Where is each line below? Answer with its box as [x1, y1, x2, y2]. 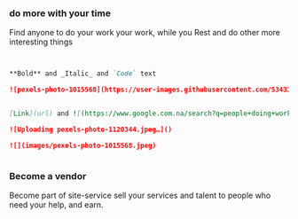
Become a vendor [9, 169, 87, 182]
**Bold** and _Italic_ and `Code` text [9, 69, 157, 78]
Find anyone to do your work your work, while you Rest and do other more [9, 27, 281, 38]
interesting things [9, 36, 74, 47]
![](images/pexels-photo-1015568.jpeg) [9, 141, 157, 150]
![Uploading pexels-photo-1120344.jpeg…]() [9, 125, 173, 134]
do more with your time [9, 7, 111, 20]
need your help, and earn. [9, 199, 104, 210]
